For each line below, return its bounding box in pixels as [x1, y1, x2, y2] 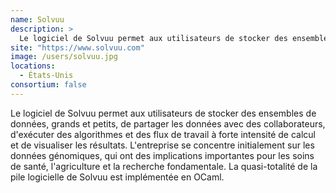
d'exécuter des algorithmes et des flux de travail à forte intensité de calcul [10, 128, 317, 140]
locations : [10, 61, 56, 71]
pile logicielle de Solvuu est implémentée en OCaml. [10, 171, 225, 183]
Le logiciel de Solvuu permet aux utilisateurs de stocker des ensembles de [10, 107, 317, 119]
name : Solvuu [10, 14, 65, 25]
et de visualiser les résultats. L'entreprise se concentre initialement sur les [10, 139, 315, 151]
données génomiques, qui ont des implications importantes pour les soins [10, 149, 315, 161]
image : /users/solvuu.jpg [10, 52, 118, 62]
